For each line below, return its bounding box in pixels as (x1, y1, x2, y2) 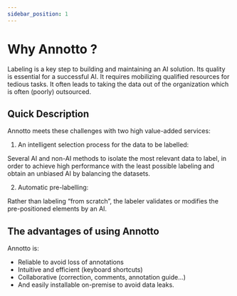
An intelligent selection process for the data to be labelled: (17, 140, 189, 149)
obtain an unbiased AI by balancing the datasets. (7, 169, 151, 178)
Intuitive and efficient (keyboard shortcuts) (17, 265, 144, 274)
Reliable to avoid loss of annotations (17, 258, 125, 267)
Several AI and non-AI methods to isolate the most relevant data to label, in (7, 154, 226, 163)
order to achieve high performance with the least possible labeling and (7, 162, 215, 171)
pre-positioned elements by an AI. (7, 204, 107, 213)
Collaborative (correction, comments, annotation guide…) (17, 273, 186, 282)
